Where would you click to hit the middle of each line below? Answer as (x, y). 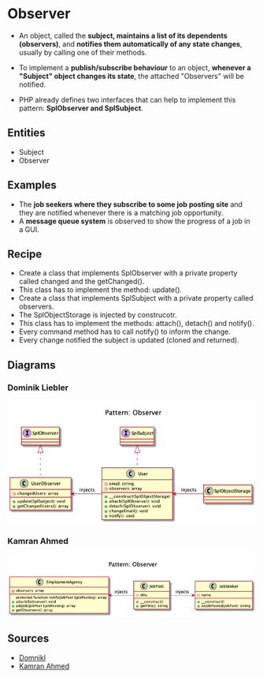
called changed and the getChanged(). (81, 282)
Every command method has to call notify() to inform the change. (125, 332)
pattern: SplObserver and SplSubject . (81, 108)
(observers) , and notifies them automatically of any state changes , (130, 43)
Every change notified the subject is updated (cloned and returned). (129, 340)
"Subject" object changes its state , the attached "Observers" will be (131, 76)
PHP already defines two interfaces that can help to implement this (127, 99)
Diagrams (31, 365)
